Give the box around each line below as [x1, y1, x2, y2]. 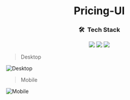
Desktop [20, 53, 41, 60]
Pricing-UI [73, 4, 125, 18]
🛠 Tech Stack [78, 25, 121, 34]
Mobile [20, 76, 38, 83]
